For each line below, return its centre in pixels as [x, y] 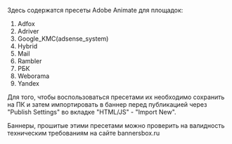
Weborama [33, 76]
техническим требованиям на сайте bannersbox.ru [84, 133]
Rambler [30, 61]
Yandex [28, 83]
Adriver [28, 31]
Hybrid [27, 46]
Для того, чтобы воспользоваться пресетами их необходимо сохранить [116, 97]
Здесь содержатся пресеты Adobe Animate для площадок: [95, 10]
